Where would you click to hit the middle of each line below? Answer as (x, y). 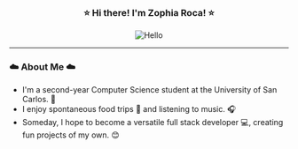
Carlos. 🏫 (39, 99)
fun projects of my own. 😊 (71, 135)
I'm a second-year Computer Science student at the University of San (149, 89)
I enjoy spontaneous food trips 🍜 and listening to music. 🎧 (129, 108)
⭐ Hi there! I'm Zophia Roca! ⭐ (149, 12)
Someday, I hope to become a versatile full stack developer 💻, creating (153, 122)
